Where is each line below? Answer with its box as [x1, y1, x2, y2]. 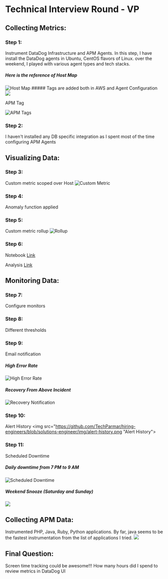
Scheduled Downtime [5, 453, 50, 459]
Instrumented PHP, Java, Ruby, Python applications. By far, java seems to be [5, 529, 163, 535]
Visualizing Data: [5, 154, 60, 162]
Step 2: [5, 122, 24, 129]
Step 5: [5, 216, 24, 224]
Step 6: [5, 241, 24, 248]
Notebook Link [5, 252, 36, 258]
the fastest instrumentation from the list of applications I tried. [5, 535, 133, 541]
